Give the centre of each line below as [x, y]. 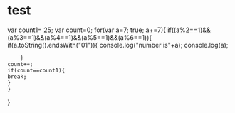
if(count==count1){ [36, 70]
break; [17, 77]
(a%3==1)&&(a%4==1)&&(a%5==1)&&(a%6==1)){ [80, 37]
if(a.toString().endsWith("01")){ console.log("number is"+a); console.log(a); [118, 45]
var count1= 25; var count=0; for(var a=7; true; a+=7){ [87, 30]
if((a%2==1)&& [189, 30]
